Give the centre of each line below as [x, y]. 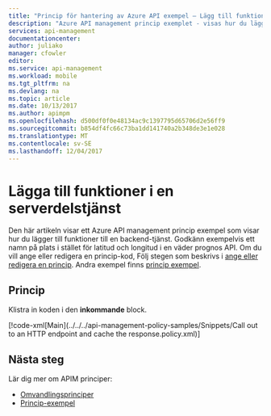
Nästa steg [36, 359]
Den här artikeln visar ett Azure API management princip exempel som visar [134, 230]
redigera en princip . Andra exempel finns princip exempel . [105, 265]
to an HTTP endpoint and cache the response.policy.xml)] [104, 334]
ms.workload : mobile [43, 76]
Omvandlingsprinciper [57, 394]
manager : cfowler [38, 53]
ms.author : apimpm [39, 114]
